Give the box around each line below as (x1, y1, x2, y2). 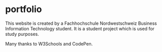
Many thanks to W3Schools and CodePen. (5, 40, 93, 46)
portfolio (5, 4, 42, 15)
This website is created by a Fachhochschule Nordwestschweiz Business (5, 20, 157, 26)
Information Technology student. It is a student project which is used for (5, 25, 155, 31)
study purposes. (5, 31, 39, 37)
